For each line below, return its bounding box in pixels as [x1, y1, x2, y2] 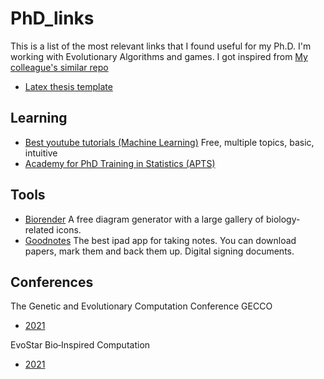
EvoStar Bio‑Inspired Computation [10, 339, 151, 351]
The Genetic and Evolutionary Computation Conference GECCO [10, 300, 273, 312]
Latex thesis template [24, 80, 113, 92]
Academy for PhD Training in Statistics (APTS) [24, 157, 216, 169]
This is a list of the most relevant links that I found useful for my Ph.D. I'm [10, 40, 312, 52]
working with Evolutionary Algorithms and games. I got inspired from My [10, 50, 308, 62]
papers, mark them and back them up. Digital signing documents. [24, 245, 295, 257]
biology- [265, 213, 301, 225]
